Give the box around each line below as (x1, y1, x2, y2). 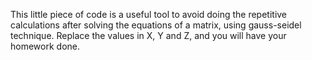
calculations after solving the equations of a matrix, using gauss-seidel (10, 19, 302, 31)
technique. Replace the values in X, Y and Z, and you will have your (10, 30, 287, 41)
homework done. (10, 40, 80, 52)
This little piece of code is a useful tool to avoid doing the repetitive (10, 9, 288, 20)
